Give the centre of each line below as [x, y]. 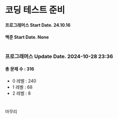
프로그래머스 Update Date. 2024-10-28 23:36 [59, 56]
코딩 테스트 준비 [35, 10]
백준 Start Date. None [27, 37]
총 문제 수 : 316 [20, 69]
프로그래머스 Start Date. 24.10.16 [38, 25]
